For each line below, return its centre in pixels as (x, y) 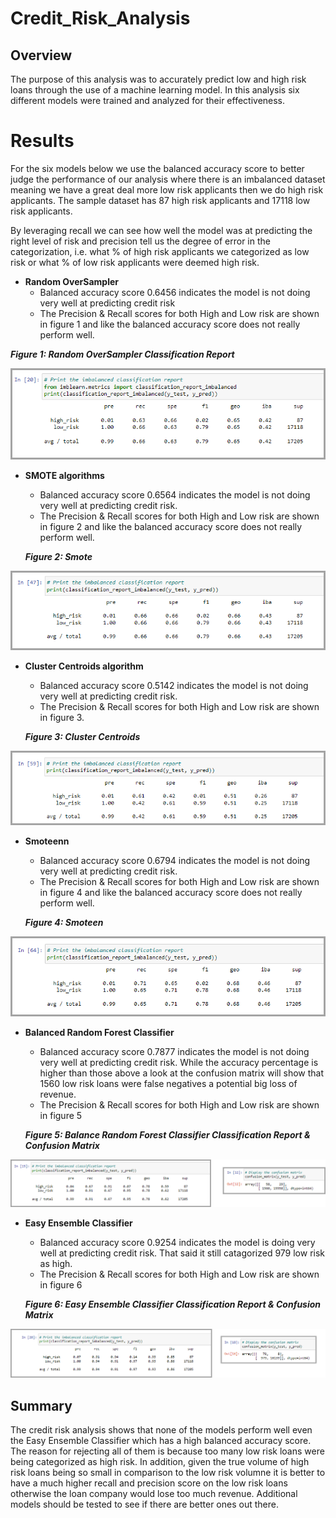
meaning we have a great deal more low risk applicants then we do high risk (167, 189)
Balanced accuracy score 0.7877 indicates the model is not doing (174, 1052)
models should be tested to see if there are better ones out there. (144, 1504)
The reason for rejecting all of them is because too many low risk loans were (167, 1451)
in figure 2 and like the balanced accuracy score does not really (171, 526)
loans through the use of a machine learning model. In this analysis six (155, 90)
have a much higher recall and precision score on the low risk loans (149, 1483)
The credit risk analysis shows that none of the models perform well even (161, 1430)
